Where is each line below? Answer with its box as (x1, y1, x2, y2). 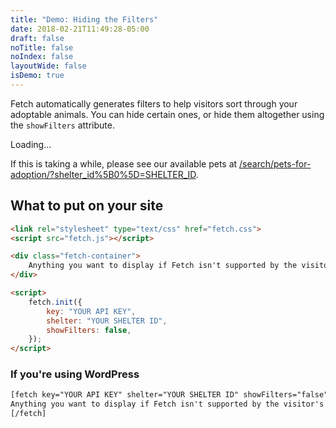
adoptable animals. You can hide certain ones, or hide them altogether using (10, 108, 325, 120)
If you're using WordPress (10, 367, 140, 381)
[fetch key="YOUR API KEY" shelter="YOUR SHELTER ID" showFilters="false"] (10, 390, 333, 400)
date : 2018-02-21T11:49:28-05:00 (10, 24, 150, 34)
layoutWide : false (10, 61, 87, 71)
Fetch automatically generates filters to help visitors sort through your (10, 97, 298, 110)
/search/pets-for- (239, 157, 312, 170)
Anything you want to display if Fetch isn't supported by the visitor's (10, 399, 325, 410)
